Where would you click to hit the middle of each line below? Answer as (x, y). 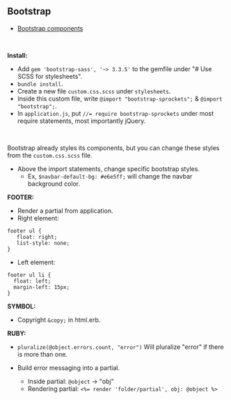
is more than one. (42, 354)
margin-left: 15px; (42, 287)
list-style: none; (43, 243)
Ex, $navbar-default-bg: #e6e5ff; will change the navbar (110, 176)
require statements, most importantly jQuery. (81, 121)
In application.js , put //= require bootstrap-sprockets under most (115, 113)
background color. (54, 184)
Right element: (38, 218)
